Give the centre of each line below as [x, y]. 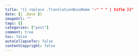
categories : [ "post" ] [27, 28]
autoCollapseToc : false [29, 41]
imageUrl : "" [18, 19]
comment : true [19, 32]
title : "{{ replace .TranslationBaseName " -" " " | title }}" [69, 9]
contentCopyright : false [30, 46]
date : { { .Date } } [24, 14]
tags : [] [14, 23]
